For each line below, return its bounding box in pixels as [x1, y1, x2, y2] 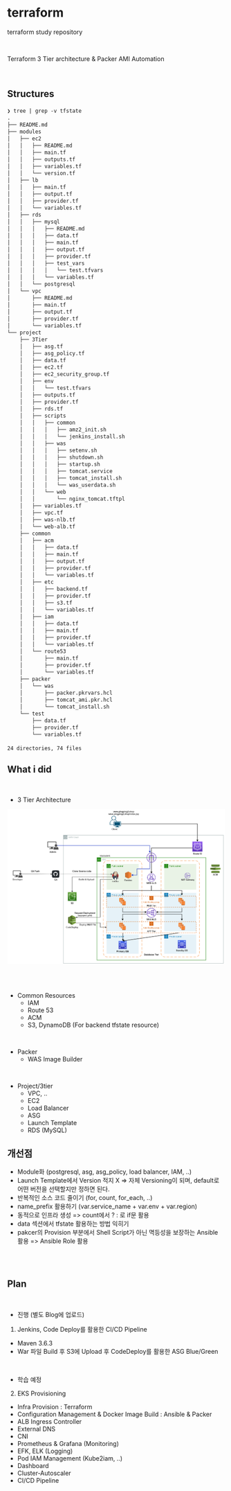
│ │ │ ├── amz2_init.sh [19, 426, 107, 433]
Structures [7, 88, 55, 100]
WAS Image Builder [27, 1055, 83, 1063]
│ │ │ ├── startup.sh [19, 461, 100, 468]
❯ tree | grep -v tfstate [7, 107, 82, 114]
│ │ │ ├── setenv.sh [19, 447, 98, 454]
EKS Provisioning [17, 1389, 66, 1397]
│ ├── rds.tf [19, 405, 64, 412]
